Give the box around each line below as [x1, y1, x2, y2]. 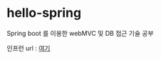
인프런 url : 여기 [6, 44, 51, 52]
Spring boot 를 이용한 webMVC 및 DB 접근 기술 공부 [6, 29, 154, 37]
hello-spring [6, 5, 82, 21]
